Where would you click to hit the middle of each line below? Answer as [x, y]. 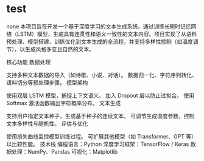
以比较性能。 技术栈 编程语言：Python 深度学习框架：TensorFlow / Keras [98, 144]
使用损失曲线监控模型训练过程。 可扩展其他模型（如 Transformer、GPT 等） [101, 136]
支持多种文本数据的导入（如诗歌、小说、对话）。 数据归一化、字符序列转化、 [102, 75]
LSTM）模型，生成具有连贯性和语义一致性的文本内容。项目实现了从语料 [107, 34]
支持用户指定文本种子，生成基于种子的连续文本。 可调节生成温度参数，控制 [100, 116]
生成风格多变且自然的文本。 [59, 49]
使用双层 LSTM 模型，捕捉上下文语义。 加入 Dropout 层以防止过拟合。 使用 [100, 95]
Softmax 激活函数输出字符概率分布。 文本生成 [64, 103]
